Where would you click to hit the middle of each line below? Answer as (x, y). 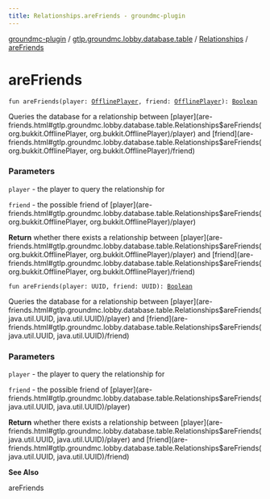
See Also (23, 472)
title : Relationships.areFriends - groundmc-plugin (97, 16)
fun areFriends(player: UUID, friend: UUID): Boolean (101, 286)
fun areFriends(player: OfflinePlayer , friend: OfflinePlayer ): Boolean (133, 102)
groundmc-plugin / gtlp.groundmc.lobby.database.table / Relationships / (128, 39)
